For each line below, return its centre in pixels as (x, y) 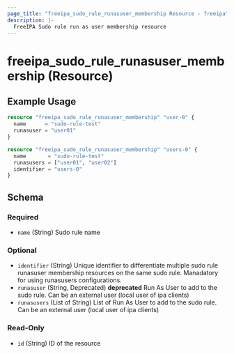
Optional (22, 250)
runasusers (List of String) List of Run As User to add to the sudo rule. (117, 302)
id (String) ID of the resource (59, 343)
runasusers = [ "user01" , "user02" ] (65, 162)
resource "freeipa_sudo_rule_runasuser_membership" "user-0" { (101, 118)
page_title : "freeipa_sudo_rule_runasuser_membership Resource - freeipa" (118, 14)
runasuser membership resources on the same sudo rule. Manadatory (118, 273)
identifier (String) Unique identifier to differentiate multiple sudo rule (118, 265)
